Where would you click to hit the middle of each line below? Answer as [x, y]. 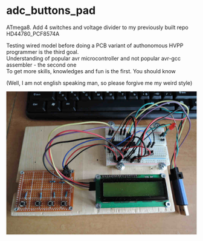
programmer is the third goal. [43, 51]
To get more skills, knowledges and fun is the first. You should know [91, 71]
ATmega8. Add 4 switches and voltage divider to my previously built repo [97, 27]
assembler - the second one [41, 65]
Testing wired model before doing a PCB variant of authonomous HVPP [95, 45]
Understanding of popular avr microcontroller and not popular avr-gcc [94, 58]
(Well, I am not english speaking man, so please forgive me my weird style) [99, 83]
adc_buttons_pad [51, 11]
